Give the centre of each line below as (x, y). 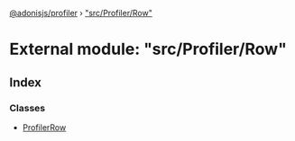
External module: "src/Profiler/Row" (148, 49)
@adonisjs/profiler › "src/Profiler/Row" (81, 13)
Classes (28, 108)
